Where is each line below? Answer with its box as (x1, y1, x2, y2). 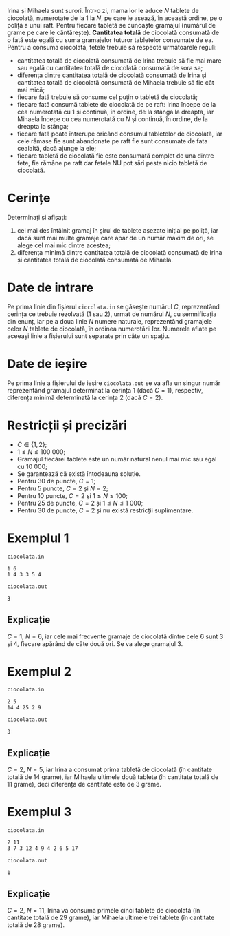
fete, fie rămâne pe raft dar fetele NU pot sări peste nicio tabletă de (16, 159, 207, 167)
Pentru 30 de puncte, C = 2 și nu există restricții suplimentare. (16, 506, 194, 514)
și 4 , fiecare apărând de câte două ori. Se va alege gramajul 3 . (7, 639, 183, 647)
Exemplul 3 (7, 804, 72, 820)
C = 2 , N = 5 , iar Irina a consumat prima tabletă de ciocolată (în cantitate (7, 765, 213, 774)
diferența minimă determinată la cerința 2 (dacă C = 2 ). (7, 393, 163, 402)
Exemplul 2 (7, 663, 72, 679)
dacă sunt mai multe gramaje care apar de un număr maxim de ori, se (16, 233, 214, 242)
